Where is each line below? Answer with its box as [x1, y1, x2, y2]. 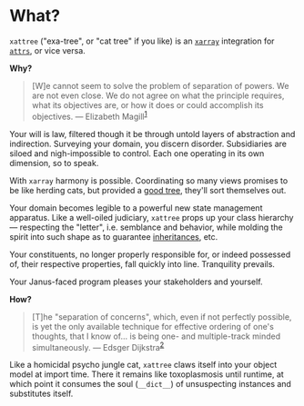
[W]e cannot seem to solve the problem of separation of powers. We [31, 80, 289, 91]
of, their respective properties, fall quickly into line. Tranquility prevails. [9, 258, 276, 269]
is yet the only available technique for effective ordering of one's [31, 321, 275, 332]
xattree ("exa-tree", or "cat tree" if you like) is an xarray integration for [9, 35, 275, 46]
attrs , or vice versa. [9, 45, 86, 55]
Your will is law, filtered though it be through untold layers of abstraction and [9, 128, 296, 139]
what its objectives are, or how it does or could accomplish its [31, 99, 264, 110]
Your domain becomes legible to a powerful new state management [9, 202, 263, 213]
